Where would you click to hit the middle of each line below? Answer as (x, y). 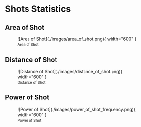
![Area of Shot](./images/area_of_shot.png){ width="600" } (77, 39)
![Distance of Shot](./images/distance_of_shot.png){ (70, 71)
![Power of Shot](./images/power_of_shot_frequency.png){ (77, 109)
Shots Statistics (38, 9)
